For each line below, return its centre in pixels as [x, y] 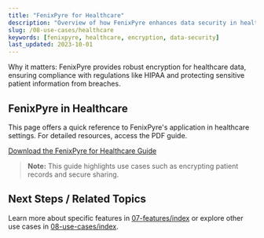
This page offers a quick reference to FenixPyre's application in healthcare [129, 127]
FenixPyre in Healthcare [68, 108]
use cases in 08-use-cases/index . [64, 226]
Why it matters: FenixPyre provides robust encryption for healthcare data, [127, 67]
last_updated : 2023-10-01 [50, 45]
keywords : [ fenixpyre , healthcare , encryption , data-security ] [114, 37]
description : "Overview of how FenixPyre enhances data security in [123, 23]
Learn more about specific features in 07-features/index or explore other [126, 218]
